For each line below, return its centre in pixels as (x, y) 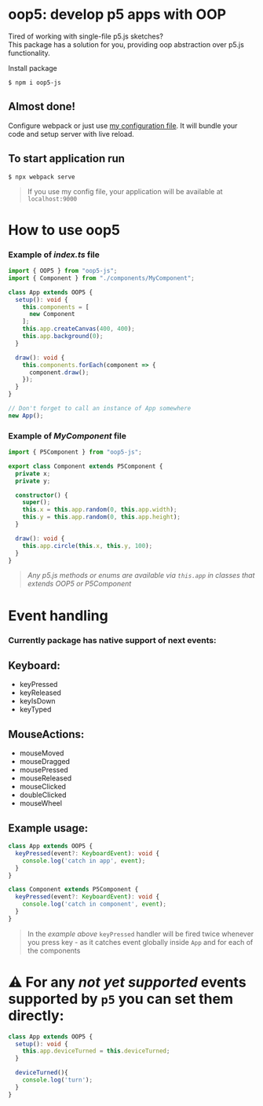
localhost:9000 (52, 199)
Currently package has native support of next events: (112, 640)
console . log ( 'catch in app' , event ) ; (84, 861)
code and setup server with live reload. (71, 134)
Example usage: (48, 828)
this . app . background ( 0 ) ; (63, 336)
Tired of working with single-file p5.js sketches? (86, 36)
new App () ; (26, 415)
